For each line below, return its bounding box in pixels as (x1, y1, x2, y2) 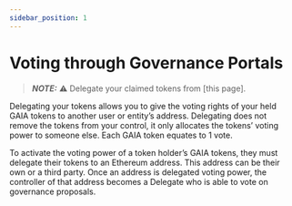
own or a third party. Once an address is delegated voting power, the (9, 166, 267, 178)
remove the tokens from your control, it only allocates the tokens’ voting (9, 119, 279, 130)
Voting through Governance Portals (9, 52, 284, 73)
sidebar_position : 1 (9, 13, 88, 23)
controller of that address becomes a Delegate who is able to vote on (9, 176, 268, 187)
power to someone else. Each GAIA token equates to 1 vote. (9, 129, 234, 140)
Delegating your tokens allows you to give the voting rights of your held (9, 100, 277, 111)
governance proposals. (9, 186, 96, 197)
